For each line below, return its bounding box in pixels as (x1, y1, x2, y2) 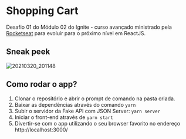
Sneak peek (6, 47, 50, 57)
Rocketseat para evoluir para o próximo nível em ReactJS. (6, 29, 146, 36)
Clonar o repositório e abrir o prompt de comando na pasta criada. (14, 95, 175, 102)
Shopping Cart (6, 4, 79, 18)
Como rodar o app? (6, 79, 77, 89)
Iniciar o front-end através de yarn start (14, 113, 113, 121)
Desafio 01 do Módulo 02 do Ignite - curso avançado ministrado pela (6, 23, 172, 30)
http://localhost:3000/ (14, 126, 68, 133)
